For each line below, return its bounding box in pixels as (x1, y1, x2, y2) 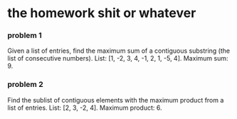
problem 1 (7, 31, 42, 41)
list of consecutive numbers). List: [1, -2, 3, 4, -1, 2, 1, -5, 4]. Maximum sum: (7, 54, 228, 63)
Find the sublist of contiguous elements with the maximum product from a (7, 95, 224, 104)
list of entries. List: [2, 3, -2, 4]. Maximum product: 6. (7, 103, 162, 112)
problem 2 (7, 80, 44, 90)
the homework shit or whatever (7, 5, 196, 21)
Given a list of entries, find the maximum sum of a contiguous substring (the (7, 46, 230, 55)
